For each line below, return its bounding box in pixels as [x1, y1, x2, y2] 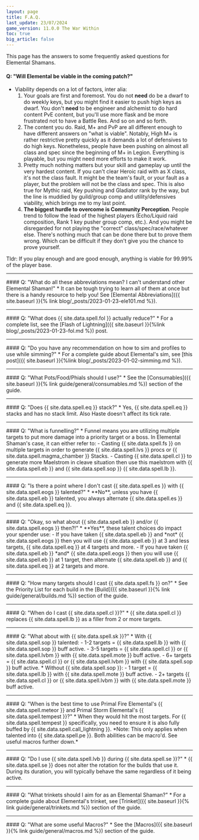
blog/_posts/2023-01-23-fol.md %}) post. [6, 328, 108, 335]
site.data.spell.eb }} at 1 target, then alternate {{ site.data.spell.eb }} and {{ [6, 556, 188, 564]
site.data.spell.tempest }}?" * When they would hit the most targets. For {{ [6, 713, 187, 720]
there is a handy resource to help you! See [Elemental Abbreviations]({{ [6, 291, 181, 298]
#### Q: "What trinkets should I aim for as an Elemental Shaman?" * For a [6, 791, 186, 798]
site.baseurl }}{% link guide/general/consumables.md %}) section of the [6, 380, 182, 388]
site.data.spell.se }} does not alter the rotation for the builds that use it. [6, 762, 179, 769]
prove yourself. [23, 244, 60, 251]
